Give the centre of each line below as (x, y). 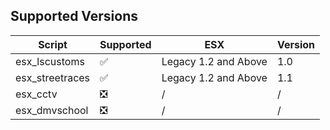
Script (53, 44)
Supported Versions (74, 16)
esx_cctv (36, 94)
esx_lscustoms (50, 61)
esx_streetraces (53, 77)
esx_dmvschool (52, 110)
